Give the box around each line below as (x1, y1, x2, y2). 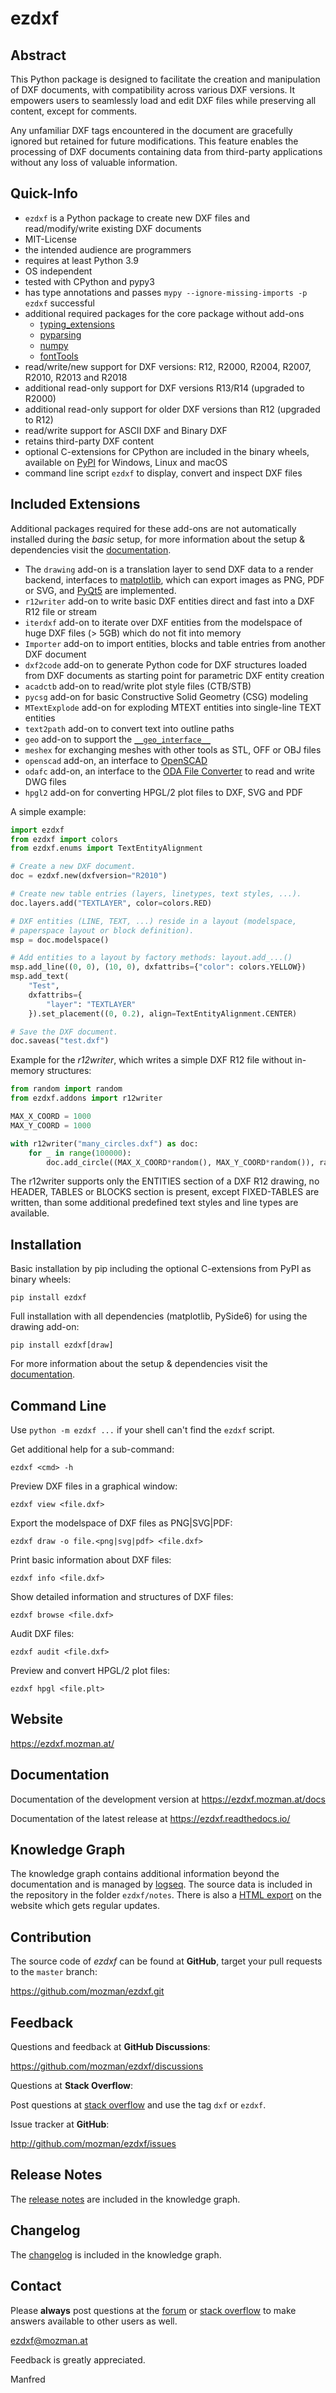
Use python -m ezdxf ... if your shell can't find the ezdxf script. (10, 1424, 275, 1436)
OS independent (24, 265, 93, 277)
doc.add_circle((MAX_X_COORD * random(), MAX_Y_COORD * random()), (46, 1157, 315, 1167)
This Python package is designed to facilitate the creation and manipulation (10, 73, 321, 85)
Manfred (10, 2373, 46, 2385)
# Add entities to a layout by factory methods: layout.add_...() (10, 953, 293, 963)
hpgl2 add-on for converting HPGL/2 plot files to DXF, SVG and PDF (24, 786, 304, 798)
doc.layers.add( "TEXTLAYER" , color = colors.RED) (10, 898, 213, 908)
